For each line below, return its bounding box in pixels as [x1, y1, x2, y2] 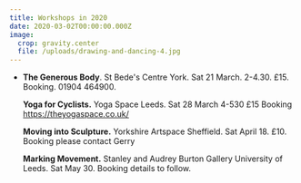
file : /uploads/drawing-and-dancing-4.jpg [17, 47, 181, 56]
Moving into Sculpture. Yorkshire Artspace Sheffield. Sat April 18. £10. [22, 126, 287, 137]
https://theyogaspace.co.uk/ [22, 109, 130, 120]
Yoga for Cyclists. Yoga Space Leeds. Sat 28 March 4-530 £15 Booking [22, 99, 293, 110]
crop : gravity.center [17, 38, 100, 48]
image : [9, 30, 35, 39]
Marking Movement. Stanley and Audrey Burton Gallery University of [22, 153, 284, 164]
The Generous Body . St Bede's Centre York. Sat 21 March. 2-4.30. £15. [22, 72, 289, 82]
